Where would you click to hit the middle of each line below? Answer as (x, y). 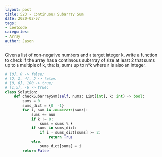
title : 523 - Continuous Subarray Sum (44, 14)
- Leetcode (16, 28)
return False (36, 151)
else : (36, 141)
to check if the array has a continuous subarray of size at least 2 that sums (80, 60)
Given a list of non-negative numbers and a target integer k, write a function (81, 55)
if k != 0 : (42, 119)
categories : (17, 32)
